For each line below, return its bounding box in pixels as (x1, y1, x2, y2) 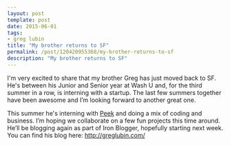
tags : (7, 29, 23, 36)
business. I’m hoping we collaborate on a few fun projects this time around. (7, 116, 220, 125)
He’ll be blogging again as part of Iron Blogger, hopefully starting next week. (7, 123, 224, 132)
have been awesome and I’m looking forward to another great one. (7, 96, 196, 104)
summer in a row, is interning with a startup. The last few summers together (7, 88, 222, 96)
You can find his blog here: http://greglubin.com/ (7, 131, 146, 139)
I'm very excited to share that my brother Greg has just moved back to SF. (7, 74, 217, 82)
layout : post (7, 10, 45, 17)
